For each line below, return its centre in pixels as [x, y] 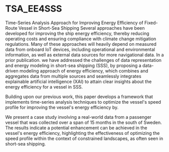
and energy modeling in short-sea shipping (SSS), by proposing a [73, 65]
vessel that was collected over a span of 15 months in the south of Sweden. [84, 122]
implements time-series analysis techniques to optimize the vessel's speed [83, 102]
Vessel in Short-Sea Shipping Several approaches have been [82, 28]
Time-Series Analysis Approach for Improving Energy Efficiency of [74, 23]
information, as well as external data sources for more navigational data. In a [84, 55]
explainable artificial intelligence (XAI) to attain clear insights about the [78, 82]
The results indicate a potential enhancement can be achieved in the [76, 128]
